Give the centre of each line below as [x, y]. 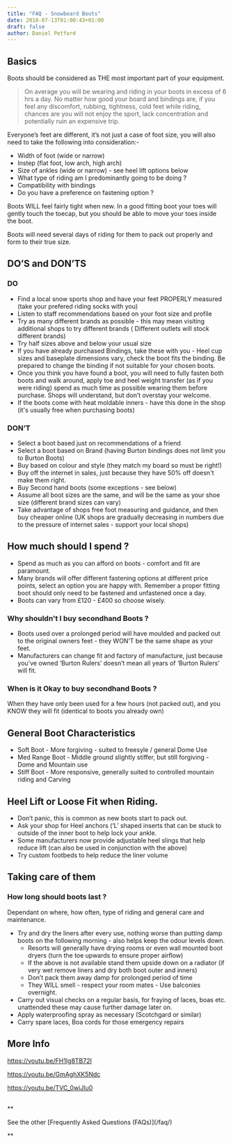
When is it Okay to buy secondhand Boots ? [82, 689]
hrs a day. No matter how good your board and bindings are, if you [120, 99]
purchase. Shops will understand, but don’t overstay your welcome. [114, 395]
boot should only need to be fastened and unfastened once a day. [112, 592]
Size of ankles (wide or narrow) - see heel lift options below [103, 171]
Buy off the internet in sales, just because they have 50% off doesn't [115, 473]
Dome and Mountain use [53, 765]
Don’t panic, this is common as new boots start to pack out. [102, 818]
